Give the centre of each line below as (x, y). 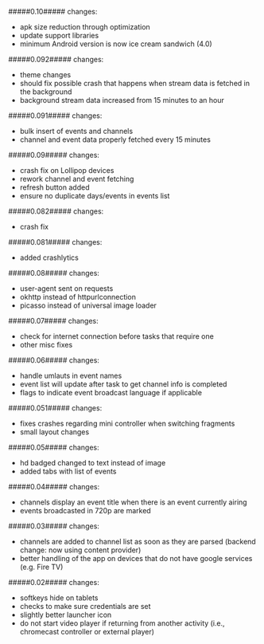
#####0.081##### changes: (55, 242)
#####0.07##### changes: (54, 321)
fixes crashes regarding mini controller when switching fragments (127, 423)
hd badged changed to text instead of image (93, 463)
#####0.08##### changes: (54, 273)
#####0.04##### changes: (54, 487)
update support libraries (59, 35)
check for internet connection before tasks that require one (117, 336)
